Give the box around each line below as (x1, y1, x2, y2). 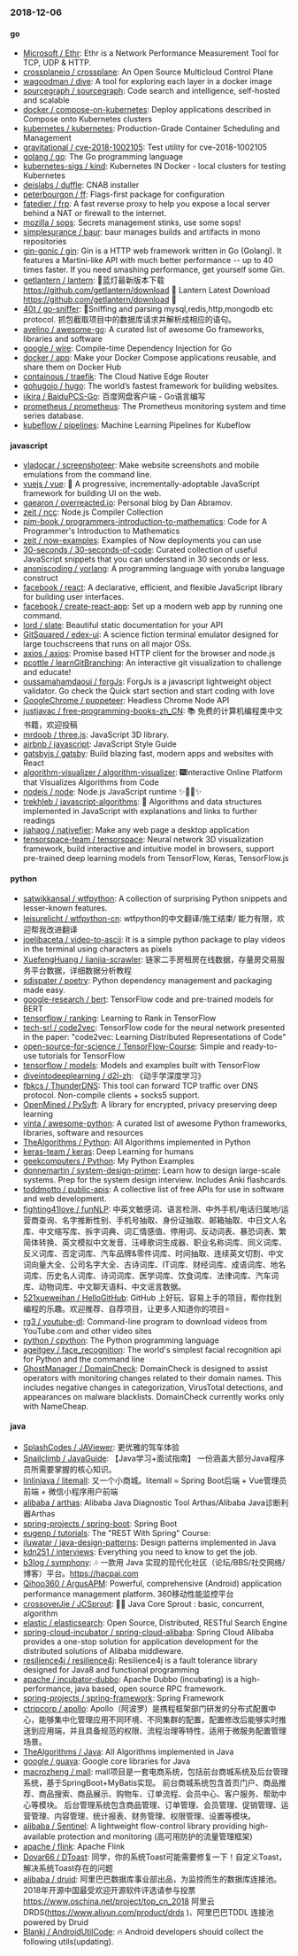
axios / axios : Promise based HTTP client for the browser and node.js (22, 648, 276, 659)
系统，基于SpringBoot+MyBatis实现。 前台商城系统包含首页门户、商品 (22, 1777, 279, 1788)
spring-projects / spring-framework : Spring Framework (22, 1692, 225, 1703)
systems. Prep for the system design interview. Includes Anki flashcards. (22, 1174, 288, 1184)
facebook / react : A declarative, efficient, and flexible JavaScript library (22, 582, 283, 593)
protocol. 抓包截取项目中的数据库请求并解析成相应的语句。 (22, 314, 237, 325)
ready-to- (242, 1041, 278, 1052)
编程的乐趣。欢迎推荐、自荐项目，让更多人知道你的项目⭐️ (22, 1303, 231, 1314)
